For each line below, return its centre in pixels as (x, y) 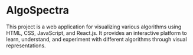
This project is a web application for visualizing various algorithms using (94, 27)
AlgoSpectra (38, 10)
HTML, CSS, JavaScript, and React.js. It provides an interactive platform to (97, 33)
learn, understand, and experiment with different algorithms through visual (97, 39)
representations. (26, 46)
